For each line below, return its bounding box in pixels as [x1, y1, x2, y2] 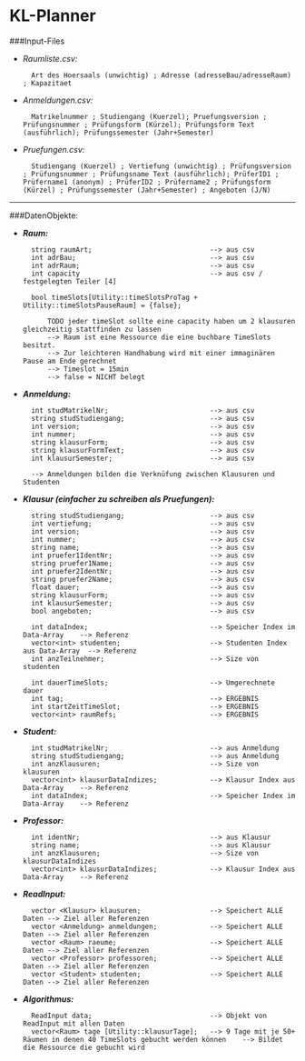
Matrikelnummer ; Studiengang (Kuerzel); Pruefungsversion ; [31, 112, 268, 121]
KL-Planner [9, 5, 97, 26]
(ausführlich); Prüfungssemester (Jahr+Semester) [22, 128, 215, 137]
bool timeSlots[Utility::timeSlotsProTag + [31, 293, 198, 302]
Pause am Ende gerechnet [22, 356, 117, 365]
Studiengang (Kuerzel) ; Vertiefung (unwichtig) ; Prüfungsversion [31, 161, 292, 171]
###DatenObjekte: [9, 210, 79, 221]
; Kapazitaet [22, 78, 73, 87]
